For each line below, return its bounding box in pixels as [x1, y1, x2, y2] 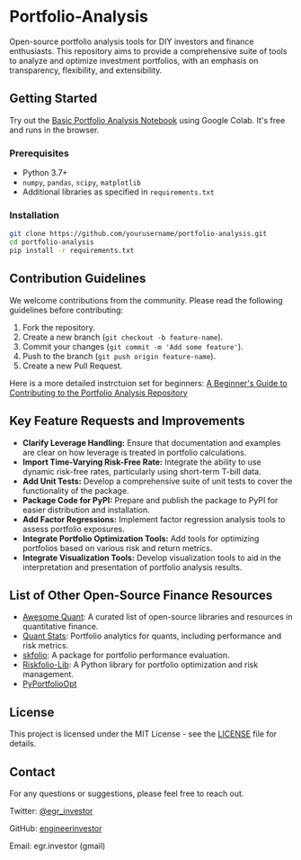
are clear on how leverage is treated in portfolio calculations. [22, 447, 247, 457]
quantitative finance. [22, 621, 99, 632]
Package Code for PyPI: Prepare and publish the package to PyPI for [22, 494, 279, 505]
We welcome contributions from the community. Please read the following [9, 294, 283, 305]
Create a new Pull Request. [22, 360, 123, 371]
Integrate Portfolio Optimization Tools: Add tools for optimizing [22, 533, 260, 544]
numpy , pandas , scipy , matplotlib [22, 177, 141, 188]
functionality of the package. [22, 484, 129, 496]
